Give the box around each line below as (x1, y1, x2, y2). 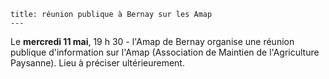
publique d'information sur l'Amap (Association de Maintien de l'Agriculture (10, 46, 320, 58)
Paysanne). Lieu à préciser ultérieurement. (10, 57, 185, 69)
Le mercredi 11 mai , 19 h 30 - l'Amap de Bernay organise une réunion (10, 36, 295, 47)
